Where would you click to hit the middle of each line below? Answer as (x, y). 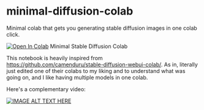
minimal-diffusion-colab (70, 11)
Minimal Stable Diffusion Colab (89, 46)
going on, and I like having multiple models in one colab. (77, 77)
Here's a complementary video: (46, 89)
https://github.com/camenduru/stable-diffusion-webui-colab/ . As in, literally (102, 64)
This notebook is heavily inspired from (55, 58)
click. (13, 34)
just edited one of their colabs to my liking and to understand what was (96, 70)
